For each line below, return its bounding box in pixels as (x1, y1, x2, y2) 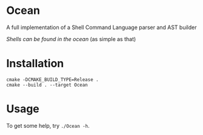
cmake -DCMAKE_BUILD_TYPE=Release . (6, 76, 99, 82)
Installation (6, 57, 64, 70)
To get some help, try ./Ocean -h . (6, 122, 90, 129)
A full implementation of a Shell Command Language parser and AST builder (6, 24, 197, 31)
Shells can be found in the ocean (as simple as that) (6, 35, 136, 42)
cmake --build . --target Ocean (6, 82, 88, 88)
